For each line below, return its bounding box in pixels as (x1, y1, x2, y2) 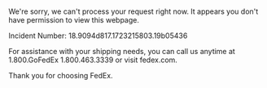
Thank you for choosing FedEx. (8, 71, 113, 80)
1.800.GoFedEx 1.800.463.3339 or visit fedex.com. (8, 55, 177, 65)
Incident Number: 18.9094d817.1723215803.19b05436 (8, 31, 188, 40)
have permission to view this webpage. (8, 15, 140, 24)
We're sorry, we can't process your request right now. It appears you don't (8, 6, 259, 16)
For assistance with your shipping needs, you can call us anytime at (8, 47, 236, 56)
